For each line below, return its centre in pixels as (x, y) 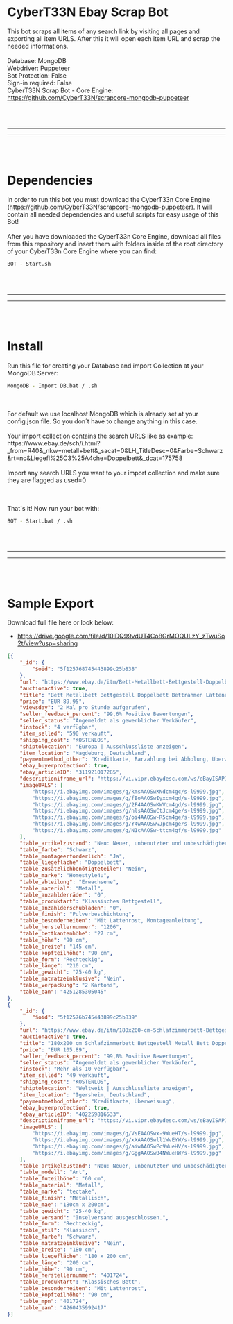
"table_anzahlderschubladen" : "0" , (71, 908)
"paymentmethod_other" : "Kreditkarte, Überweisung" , (97, 1101)
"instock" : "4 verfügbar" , (59, 727)
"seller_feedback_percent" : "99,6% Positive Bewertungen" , (107, 714)
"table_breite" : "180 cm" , (59, 1250)
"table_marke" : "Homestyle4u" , (65, 876)
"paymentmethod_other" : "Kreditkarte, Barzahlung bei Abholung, (114, 759)
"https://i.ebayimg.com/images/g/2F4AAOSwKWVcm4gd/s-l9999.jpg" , (129, 805)
